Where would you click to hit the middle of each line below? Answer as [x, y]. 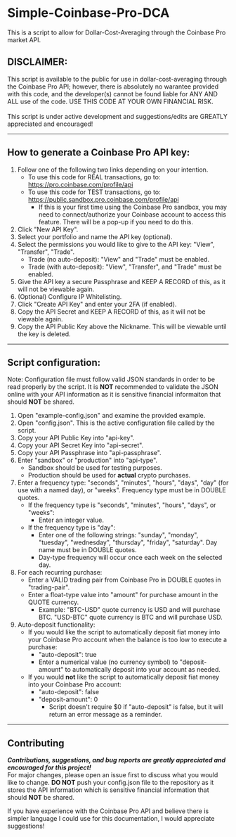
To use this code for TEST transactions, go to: [94, 192]
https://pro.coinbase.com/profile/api [80, 184]
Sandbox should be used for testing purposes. [95, 468]
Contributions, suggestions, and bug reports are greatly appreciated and [117, 760]
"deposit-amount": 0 [68, 699]
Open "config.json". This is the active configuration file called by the [116, 423]
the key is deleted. [44, 334]
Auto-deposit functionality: [56, 625]
